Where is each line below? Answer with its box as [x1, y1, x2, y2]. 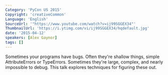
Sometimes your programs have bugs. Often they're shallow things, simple [5, 53, 160, 59]
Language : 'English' [5, 16, 49, 21]
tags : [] [5, 40, 24, 45]
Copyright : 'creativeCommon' [5, 12, 66, 17]
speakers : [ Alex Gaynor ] [5, 35, 57, 40]
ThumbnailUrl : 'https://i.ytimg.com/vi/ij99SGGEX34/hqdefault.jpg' [5, 26, 150, 31]
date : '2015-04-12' [5, 30, 46, 35]
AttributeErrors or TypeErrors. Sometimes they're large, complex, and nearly [5, 58, 163, 65]
